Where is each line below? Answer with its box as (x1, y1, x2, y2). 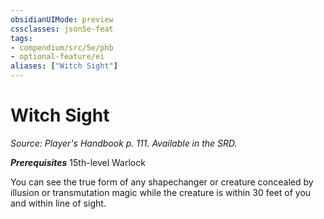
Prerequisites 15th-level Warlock (10, 156, 146, 168)
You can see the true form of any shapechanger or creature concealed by (10, 176, 314, 188)
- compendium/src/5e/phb (10, 42, 114, 53)
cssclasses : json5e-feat (10, 24, 114, 34)
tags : (10, 33, 33, 43)
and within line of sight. (10, 197, 107, 209)
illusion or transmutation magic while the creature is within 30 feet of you (10, 186, 312, 198)
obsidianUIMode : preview (10, 14, 114, 25)
